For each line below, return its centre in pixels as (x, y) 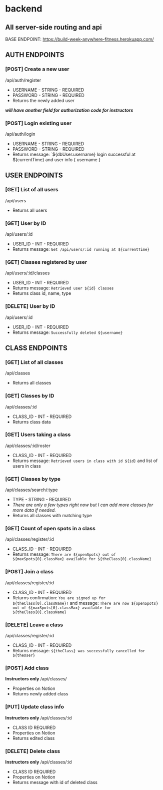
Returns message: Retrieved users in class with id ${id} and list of (85, 461)
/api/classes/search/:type (31, 490)
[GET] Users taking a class (38, 435)
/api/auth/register (23, 80)
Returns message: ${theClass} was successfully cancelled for (79, 651)
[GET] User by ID (26, 223)
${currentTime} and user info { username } (56, 159)
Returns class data (31, 422)
